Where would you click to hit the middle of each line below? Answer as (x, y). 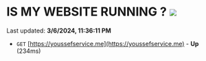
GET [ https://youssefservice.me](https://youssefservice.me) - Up (107, 43)
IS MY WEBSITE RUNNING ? (87, 12)
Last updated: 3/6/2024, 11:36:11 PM (59, 30)
